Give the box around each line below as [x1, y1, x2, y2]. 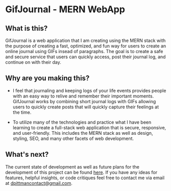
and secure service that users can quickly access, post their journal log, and [5, 54, 166, 60]
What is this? [5, 24, 48, 33]
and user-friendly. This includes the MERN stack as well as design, [12, 130, 153, 136]
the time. [12, 109, 32, 115]
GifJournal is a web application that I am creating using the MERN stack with [5, 37, 166, 43]
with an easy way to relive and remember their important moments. [12, 93, 154, 99]
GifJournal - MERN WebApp [5, 4, 125, 15]
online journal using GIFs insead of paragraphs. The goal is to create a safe [5, 49, 163, 54]
